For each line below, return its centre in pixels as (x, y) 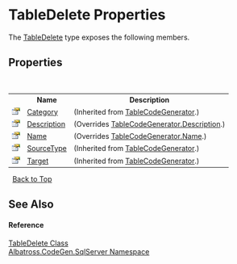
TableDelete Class (38, 243)
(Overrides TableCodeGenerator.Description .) (150, 124)
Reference (26, 224)
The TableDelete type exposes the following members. (99, 37)
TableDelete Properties (87, 15)
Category (43, 111)
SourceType (47, 149)
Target (38, 161)
